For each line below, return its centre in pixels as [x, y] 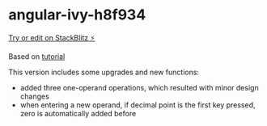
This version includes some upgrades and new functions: [104, 72]
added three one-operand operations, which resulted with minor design [139, 87]
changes [35, 96]
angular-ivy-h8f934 [77, 15]
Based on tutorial [37, 56]
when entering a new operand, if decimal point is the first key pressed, [138, 105]
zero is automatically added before [78, 113]
